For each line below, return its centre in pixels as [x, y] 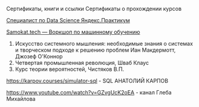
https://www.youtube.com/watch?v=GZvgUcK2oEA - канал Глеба [89, 92]
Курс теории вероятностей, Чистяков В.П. [70, 69]
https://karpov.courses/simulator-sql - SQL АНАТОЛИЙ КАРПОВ [87, 81]
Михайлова [21, 99]
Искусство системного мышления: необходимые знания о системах [104, 44]
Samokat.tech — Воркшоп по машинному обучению [73, 32]
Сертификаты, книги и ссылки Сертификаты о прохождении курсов [94, 9]
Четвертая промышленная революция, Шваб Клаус [82, 63]
